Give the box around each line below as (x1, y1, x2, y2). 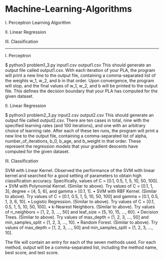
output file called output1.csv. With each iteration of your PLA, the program (5, 67, 155, 73)
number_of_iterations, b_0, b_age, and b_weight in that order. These (5, 138, 142, 144)
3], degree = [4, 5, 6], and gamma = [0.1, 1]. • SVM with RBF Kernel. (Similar (5, 188, 157, 194)
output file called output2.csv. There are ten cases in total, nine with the (5, 117, 150, 123)
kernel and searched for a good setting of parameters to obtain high (5, 173, 142, 178)
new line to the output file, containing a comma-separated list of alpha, (5, 133, 147, 139)
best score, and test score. (5, 249, 59, 255)
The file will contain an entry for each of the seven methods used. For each (5, 239, 156, 245)
